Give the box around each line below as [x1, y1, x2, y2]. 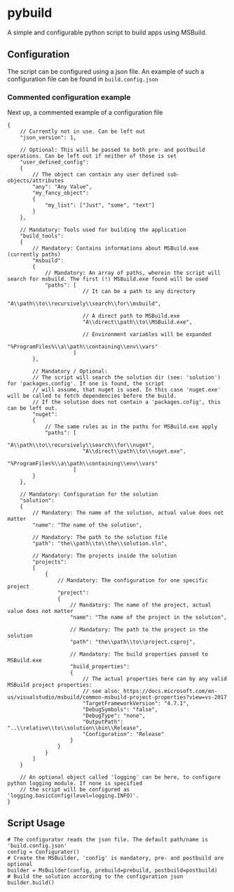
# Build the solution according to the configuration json [7, 873, 184, 880]
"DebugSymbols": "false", [82, 706, 158, 713]
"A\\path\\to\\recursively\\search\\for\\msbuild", [7, 300, 161, 307]
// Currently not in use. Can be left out [20, 128, 146, 135]
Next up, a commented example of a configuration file [7, 108, 163, 117]
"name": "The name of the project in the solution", [69, 614, 228, 621]
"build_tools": [20, 233, 64, 240]
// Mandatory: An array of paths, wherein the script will [44, 269, 221, 277]
